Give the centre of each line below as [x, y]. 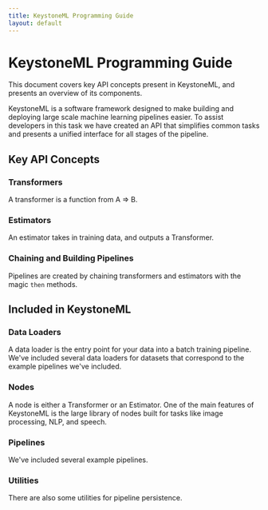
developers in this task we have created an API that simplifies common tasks [134, 126]
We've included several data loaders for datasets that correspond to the [126, 358]
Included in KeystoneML [70, 310]
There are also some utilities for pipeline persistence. [95, 498]
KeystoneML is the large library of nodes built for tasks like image [116, 413]
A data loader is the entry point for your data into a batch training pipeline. [130, 349]
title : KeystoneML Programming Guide [71, 16]
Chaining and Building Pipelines [71, 258]
